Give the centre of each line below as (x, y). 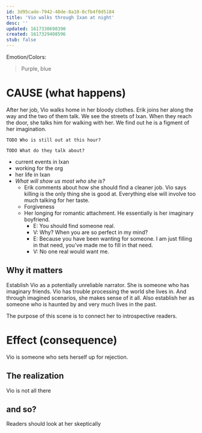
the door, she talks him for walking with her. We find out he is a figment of (98, 122)
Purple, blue (36, 69)
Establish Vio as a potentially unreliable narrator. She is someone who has (98, 285)
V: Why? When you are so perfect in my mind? (90, 232)
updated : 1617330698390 (36, 29)
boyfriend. (37, 219)
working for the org (39, 168)
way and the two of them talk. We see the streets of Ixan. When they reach (99, 116)
